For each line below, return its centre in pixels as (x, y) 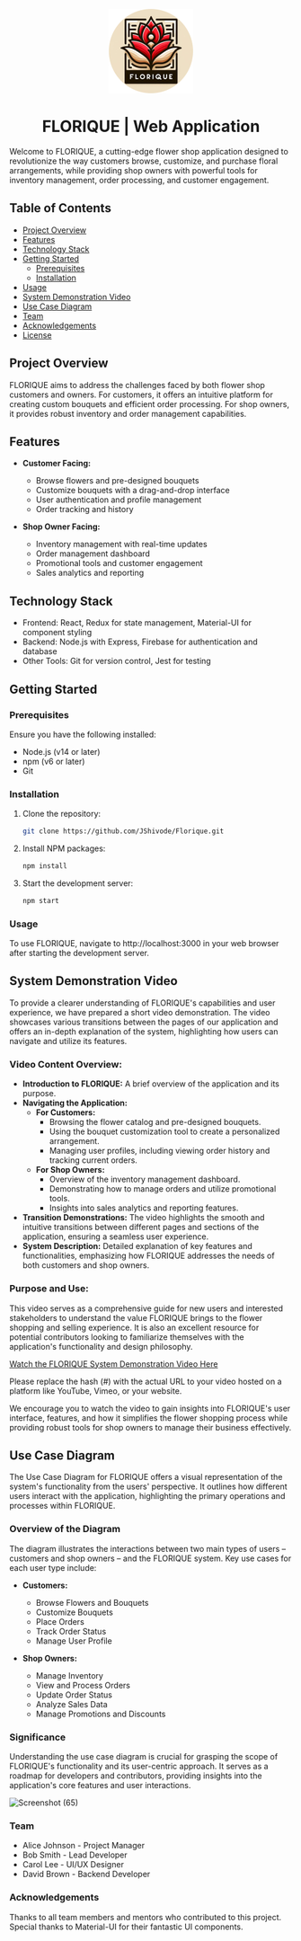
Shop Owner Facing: (61, 527)
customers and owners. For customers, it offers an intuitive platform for (142, 394)
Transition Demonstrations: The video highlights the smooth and (143, 1218)
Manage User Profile (74, 1641)
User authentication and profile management (119, 500)
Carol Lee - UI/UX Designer (73, 1865)
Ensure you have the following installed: (83, 734)
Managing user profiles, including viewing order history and (159, 1151)
